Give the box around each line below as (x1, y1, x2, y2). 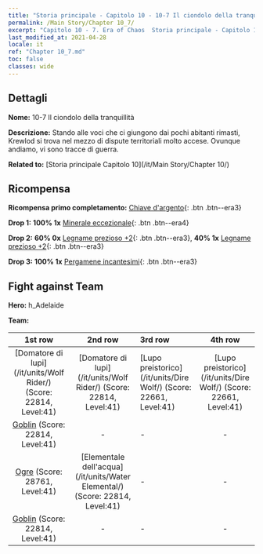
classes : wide (8, 63, 55, 71)
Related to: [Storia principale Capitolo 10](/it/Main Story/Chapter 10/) (8, 159, 229, 169)
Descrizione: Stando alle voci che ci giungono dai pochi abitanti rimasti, (8, 127, 240, 137)
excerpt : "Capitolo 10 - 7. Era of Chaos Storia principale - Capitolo (8, 26, 250, 34)
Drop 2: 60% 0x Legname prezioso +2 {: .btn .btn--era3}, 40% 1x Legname (8, 233, 251, 243)
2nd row (87, 334, 119, 345)
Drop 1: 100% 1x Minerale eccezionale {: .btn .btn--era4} (8, 218, 189, 228)
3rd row (139, 334, 170, 345)
